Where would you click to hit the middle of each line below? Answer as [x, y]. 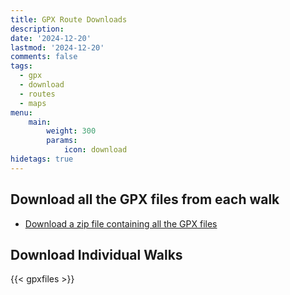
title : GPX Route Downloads [69, 19]
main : [40, 122]
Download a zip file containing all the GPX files [121, 223]
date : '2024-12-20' [51, 38]
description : [37, 29]
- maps [33, 103]
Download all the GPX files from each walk [145, 199]
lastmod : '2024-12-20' [57, 47]
